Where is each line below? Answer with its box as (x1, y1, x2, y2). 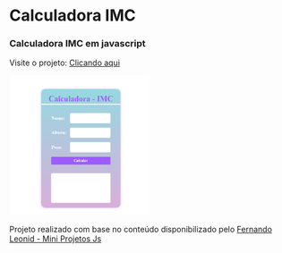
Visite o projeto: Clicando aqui (9, 57, 121, 68)
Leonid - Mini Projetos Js (9, 233, 102, 244)
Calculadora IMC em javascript (9, 38, 146, 50)
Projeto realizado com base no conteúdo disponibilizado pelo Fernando (9, 224, 273, 235)
